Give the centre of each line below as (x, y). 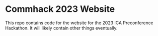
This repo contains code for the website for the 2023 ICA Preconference (79, 23)
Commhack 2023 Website (60, 9)
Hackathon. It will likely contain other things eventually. (61, 28)
